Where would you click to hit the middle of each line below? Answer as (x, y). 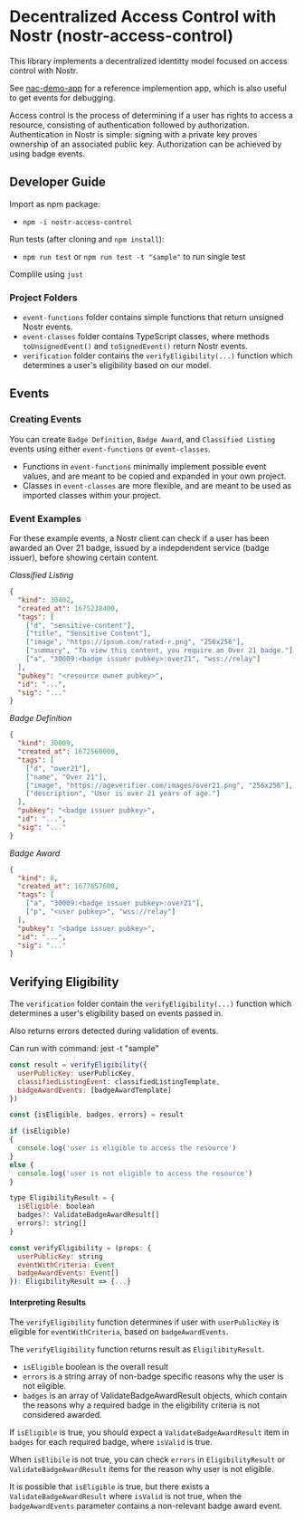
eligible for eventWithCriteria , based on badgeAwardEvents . (119, 1332)
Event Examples (45, 518)
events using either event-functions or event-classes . (110, 449)
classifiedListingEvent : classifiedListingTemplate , (119, 1082)
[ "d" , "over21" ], (58, 768)
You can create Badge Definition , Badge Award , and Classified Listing (142, 439)
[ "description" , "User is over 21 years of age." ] (123, 793)
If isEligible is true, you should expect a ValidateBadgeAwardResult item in (149, 1432)
